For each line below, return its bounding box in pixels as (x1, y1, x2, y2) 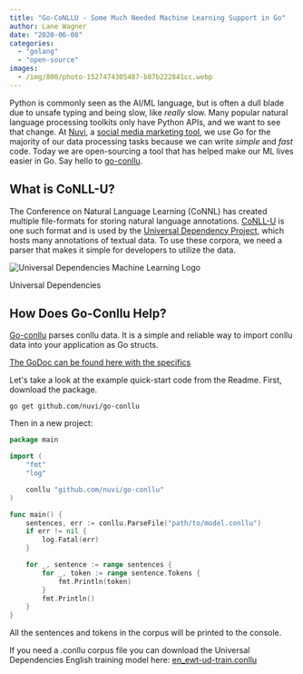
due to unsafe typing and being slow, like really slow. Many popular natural (9, 106, 288, 118)
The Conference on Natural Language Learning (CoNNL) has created (9, 205, 268, 216)
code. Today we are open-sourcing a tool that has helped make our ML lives (9, 145, 294, 156)
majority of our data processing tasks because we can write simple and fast (9, 135, 293, 146)
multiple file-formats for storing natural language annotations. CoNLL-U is (9, 215, 285, 226)
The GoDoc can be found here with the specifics (9, 357, 191, 368)
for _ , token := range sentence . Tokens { (42, 569, 201, 578)
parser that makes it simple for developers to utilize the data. (9, 244, 236, 255)
